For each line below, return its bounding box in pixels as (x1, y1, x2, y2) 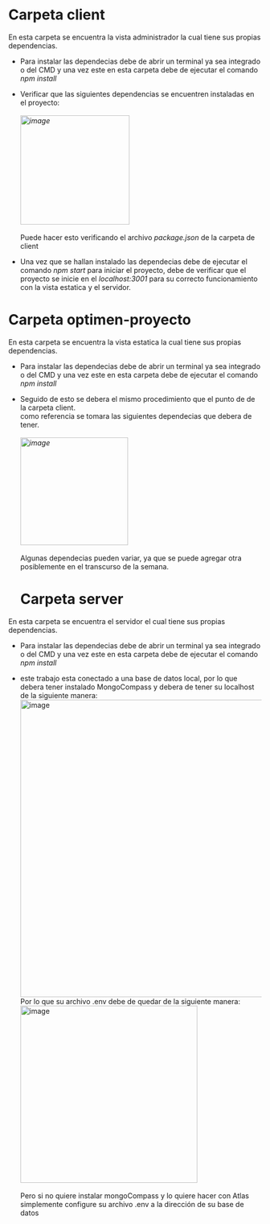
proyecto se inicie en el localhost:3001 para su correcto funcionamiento (19, 274, 259, 283)
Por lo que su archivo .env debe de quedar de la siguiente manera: (19, 996, 241, 1006)
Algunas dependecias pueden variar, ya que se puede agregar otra (19, 553, 242, 563)
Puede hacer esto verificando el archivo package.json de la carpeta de (19, 232, 256, 242)
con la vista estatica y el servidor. (19, 282, 131, 292)
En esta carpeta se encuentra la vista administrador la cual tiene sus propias (8, 32, 261, 42)
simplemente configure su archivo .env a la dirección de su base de (19, 1199, 244, 1209)
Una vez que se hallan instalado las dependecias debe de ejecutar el (19, 256, 247, 267)
